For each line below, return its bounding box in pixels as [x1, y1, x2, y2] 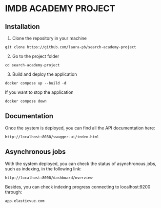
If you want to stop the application [5, 89, 74, 95]
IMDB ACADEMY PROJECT [5, 3, 116, 14]
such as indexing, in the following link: [5, 166, 82, 171]
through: [5, 189, 22, 195]
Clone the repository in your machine [12, 35, 87, 41]
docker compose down [5, 99, 47, 104]
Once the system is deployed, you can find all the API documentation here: [5, 125, 155, 131]
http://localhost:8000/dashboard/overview [5, 175, 93, 180]
